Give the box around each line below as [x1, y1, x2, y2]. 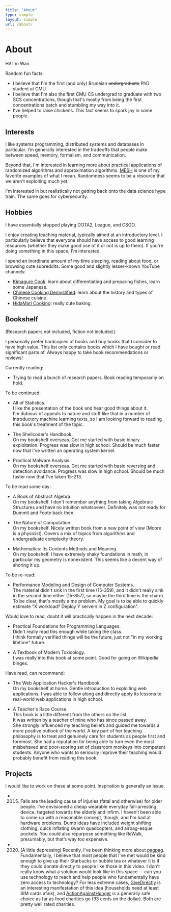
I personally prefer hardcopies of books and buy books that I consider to [5, 338, 157, 344]
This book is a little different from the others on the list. [12, 711, 128, 717]
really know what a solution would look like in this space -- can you [20, 869, 161, 875]
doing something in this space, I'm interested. [5, 248, 101, 254]
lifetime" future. [12, 639, 46, 645]
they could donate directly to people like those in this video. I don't [20, 863, 160, 870]
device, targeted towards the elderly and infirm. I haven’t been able [20, 809, 161, 815]
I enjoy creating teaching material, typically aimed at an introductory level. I [5, 232, 163, 238]
